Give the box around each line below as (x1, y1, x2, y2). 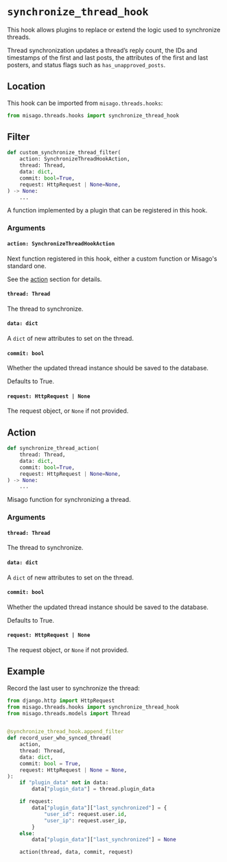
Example (7, 666, 45, 678)
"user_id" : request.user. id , (43, 811, 128, 817)
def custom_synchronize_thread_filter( (7, 149, 121, 156)
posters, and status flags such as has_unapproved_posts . (7, 60, 166, 69)
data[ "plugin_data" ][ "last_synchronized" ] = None (32, 836, 176, 843)
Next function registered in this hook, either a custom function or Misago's (7, 254, 217, 263)
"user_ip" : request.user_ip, (43, 817, 128, 824)
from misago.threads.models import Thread (7, 710, 130, 717)
